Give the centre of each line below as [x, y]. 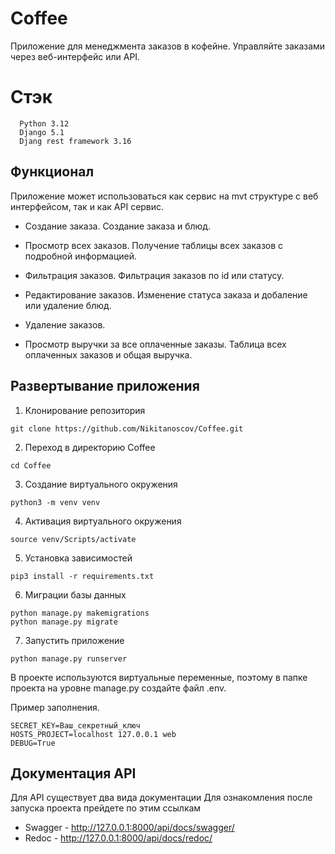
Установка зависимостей [78, 558]
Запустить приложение [74, 640]
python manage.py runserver [69, 658]
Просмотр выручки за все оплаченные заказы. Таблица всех [155, 344]
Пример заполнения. [55, 707]
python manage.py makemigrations [80, 613]
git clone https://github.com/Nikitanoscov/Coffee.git [127, 428]
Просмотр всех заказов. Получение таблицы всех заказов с [154, 245]
